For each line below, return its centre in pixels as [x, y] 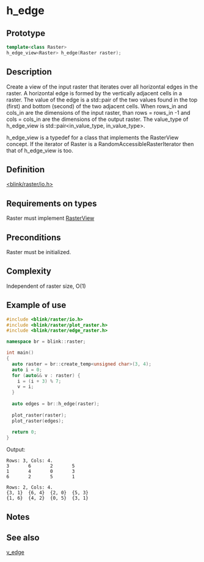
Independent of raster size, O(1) [46, 286]
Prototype [26, 33]
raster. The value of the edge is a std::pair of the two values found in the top [102, 100]
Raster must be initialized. [39, 252]
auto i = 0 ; [27, 370]
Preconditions [34, 237]
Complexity [29, 272]
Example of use [36, 305]
